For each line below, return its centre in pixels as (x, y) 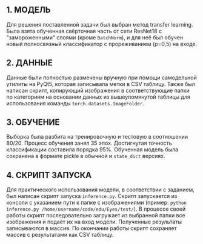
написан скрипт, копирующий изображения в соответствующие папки (98, 90)
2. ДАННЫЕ (29, 63)
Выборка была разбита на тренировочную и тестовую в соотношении (97, 137)
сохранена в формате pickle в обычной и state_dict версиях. (86, 156)
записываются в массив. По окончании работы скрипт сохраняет (92, 228)
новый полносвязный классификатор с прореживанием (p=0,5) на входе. (102, 44)
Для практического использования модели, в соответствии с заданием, (101, 190)
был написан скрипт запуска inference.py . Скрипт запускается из (92, 196)
